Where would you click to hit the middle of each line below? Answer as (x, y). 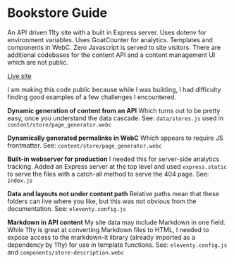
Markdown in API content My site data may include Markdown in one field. (116, 222)
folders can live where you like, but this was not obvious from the (102, 201)
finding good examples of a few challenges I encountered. (92, 97)
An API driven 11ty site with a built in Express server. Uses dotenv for (107, 32)
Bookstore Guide (57, 13)
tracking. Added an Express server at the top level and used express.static (117, 166)
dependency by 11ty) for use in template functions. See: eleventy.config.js (117, 245)
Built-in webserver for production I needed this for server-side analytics (113, 159)
